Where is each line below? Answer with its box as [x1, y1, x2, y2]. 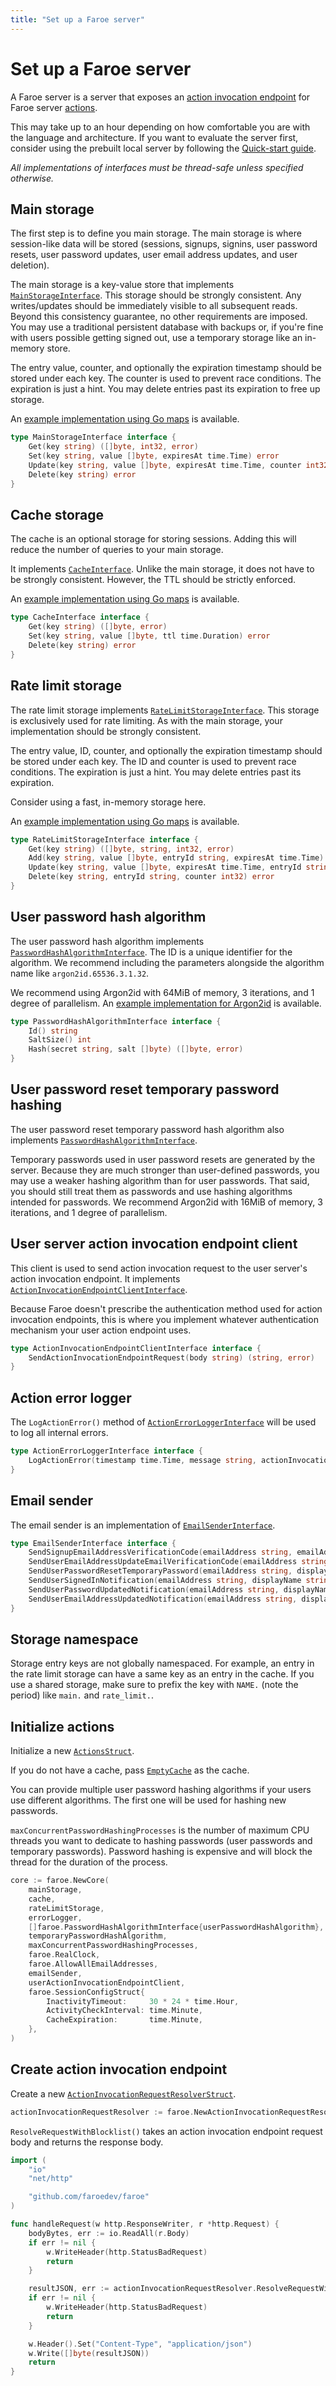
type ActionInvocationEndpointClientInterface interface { [10, 1343, 262, 1353]
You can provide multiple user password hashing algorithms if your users [10, 1784, 312, 1796]
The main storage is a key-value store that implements [10, 279, 235, 291]
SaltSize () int [28, 1035, 92, 1045]
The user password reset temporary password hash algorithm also [10, 1123, 285, 1135]
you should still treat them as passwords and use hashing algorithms [10, 1185, 293, 1197]
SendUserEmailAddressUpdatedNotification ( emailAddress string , [28, 1594, 298, 1604]
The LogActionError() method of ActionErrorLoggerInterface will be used [10, 1416, 317, 1428]
